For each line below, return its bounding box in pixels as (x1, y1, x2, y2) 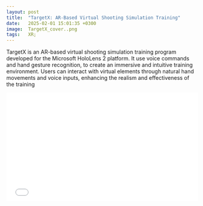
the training (6, 80, 35, 88)
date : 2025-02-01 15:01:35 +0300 (6, 20, 97, 26)
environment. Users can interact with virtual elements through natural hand (6, 68, 194, 75)
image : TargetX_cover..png (6, 26, 78, 32)
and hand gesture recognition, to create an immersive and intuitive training (6, 62, 193, 69)
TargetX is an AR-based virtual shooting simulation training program (6, 48, 176, 55)
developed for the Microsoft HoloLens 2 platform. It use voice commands (6, 55, 190, 62)
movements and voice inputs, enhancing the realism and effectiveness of (6, 74, 190, 82)
